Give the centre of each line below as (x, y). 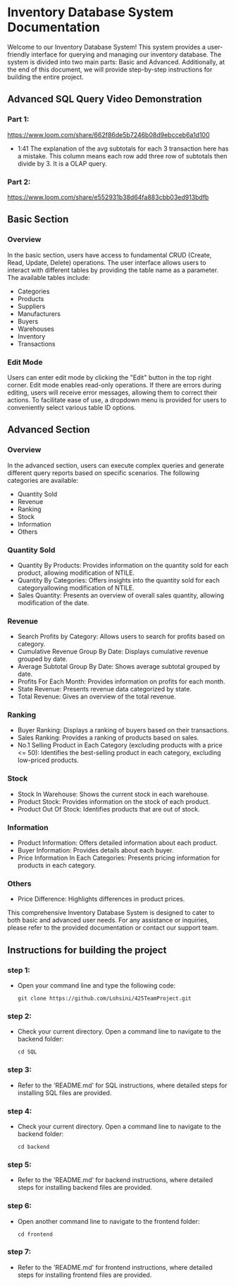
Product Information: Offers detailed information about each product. (118, 843)
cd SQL (27, 1052)
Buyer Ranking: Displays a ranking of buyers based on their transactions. (123, 730)
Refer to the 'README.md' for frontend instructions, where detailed (115, 1267)
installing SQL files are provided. (64, 1092)
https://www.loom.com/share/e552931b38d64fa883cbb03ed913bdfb (108, 197)
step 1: (19, 970)
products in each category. (57, 865)
